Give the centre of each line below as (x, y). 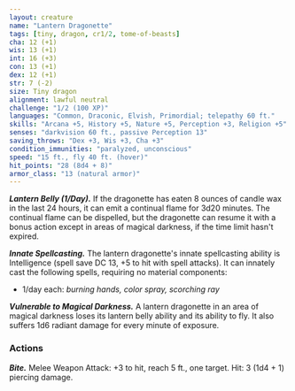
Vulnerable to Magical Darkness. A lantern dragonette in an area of (134, 307)
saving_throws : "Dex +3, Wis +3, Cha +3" (87, 141)
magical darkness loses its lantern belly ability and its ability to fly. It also (142, 316)
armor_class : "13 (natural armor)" (75, 173)
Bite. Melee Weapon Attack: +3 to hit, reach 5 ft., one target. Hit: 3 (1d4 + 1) (147, 367)
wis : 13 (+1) (33, 50)
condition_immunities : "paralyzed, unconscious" (101, 149)
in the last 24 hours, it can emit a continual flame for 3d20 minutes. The (140, 208)
